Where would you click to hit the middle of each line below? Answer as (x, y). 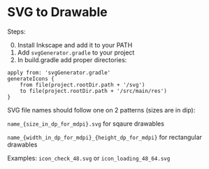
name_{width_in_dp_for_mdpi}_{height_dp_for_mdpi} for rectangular (105, 137)
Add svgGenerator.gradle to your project (76, 52)
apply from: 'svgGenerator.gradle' (59, 73)
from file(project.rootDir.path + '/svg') (82, 84)
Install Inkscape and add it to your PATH (75, 45)
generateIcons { (31, 79)
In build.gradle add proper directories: (72, 59)
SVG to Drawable (57, 12)
